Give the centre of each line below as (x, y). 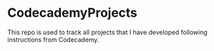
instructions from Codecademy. (53, 39)
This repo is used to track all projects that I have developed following (107, 32)
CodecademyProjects (72, 13)
